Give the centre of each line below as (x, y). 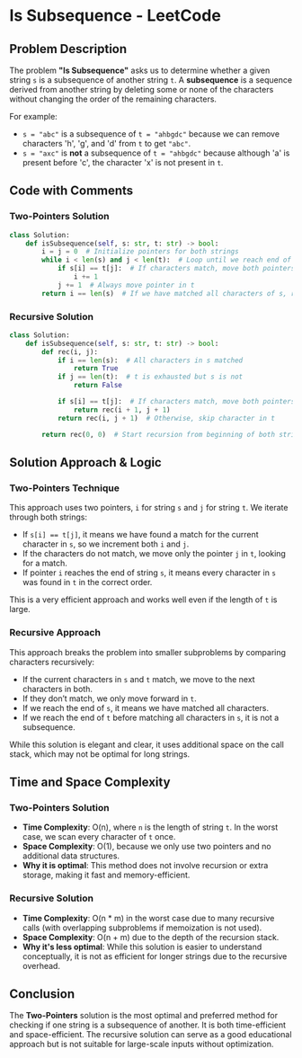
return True (96, 369)
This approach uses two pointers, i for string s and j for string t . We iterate (149, 508)
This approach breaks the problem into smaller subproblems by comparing (147, 652)
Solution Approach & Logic (85, 462)
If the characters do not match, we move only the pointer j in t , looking (154, 554)
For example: (34, 116)
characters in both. (57, 689)
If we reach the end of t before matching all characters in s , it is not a (151, 717)
